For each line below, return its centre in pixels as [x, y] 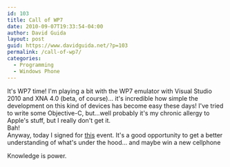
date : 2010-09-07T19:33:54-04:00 [55, 26]
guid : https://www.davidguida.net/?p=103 [68, 46]
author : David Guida [37, 33]
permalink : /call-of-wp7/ [44, 52]
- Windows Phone [37, 71]
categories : [24, 59]
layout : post [26, 39]
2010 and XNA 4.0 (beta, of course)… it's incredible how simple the [103, 98]
